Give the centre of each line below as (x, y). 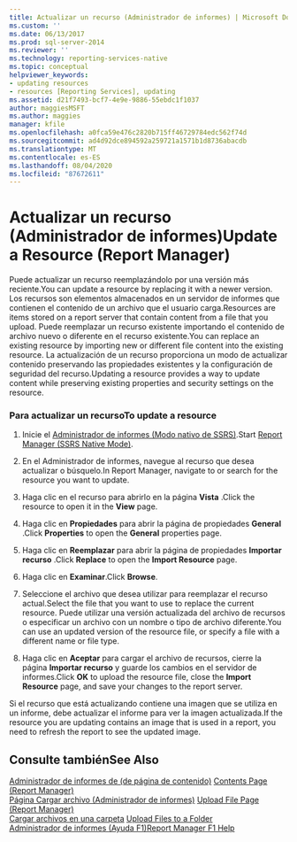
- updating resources (49, 83)
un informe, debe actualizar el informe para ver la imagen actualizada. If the (146, 713)
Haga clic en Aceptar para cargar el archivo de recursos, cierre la (142, 658)
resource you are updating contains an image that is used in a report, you (143, 722)
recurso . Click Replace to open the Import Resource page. (129, 560)
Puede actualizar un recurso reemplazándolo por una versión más (129, 280)
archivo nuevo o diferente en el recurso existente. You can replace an (134, 336)
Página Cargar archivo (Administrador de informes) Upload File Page (134, 800)
